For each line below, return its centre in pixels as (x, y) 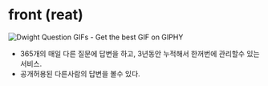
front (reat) (46, 15)
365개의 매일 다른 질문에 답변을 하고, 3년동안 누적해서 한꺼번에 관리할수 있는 (140, 53)
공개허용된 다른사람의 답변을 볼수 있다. (80, 73)
